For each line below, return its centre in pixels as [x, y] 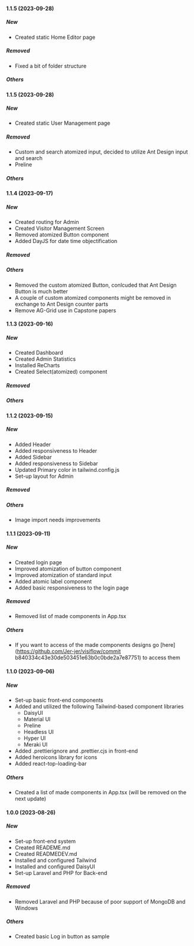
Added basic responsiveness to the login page [72, 588]
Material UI [37, 719]
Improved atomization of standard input [63, 575]
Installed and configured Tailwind [55, 860]
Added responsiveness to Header [56, 450]
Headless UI [39, 732]
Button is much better [41, 291]
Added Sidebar [33, 457]
